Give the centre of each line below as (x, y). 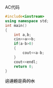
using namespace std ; (27, 21)
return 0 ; (24, 66)
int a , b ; (23, 35)
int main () (16, 25)
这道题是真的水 (20, 81)
